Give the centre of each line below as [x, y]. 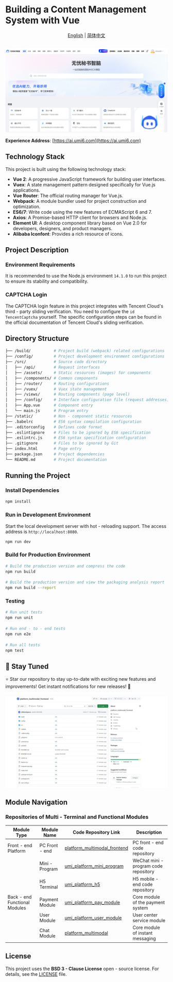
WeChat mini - [148, 860]
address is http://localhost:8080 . [42, 531]
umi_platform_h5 [82, 884]
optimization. [27, 206]
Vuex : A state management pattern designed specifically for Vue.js [84, 184]
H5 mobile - [145, 878]
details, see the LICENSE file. [36, 974]
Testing [15, 601]
